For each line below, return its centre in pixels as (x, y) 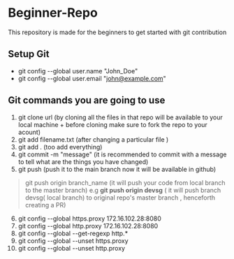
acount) (29, 132)
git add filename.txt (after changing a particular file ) (93, 139)
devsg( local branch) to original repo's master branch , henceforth (120, 198)
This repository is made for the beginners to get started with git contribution (117, 32)
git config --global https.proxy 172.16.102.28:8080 (89, 219)
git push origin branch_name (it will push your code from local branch (125, 182)
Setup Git (29, 54)
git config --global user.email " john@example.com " (92, 78)
